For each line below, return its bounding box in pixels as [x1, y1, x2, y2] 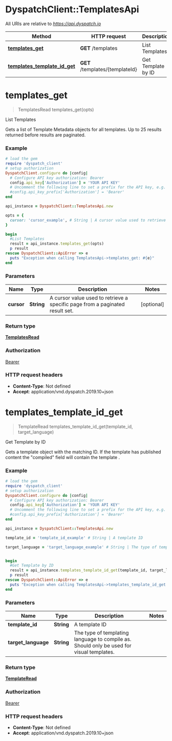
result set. [49, 307, 74, 314]
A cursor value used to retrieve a [49, 294, 128, 301]
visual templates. [74, 649, 115, 656]
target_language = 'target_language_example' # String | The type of [5, 545, 157, 550]
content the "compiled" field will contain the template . [5, 454, 120, 460]
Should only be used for [74, 642, 132, 649]
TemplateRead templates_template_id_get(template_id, [17, 423, 133, 429]
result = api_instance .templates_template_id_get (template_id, [10, 568, 147, 573]
